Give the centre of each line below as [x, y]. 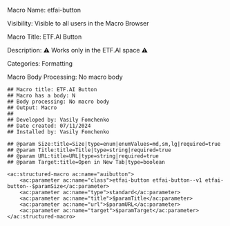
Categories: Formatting [40, 64]
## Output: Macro [32, 108]
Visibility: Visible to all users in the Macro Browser [78, 23]
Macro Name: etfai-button [44, 10]
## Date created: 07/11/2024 [49, 126]
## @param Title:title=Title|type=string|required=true [89, 150]
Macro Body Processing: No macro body [65, 77]
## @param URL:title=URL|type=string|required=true [83, 156]
